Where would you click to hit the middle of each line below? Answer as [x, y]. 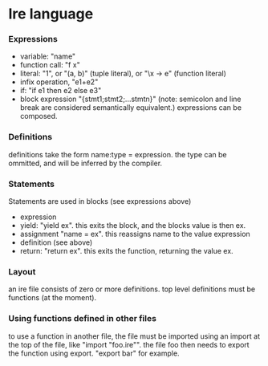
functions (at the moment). [53, 298]
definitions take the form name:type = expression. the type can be [118, 154]
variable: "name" [48, 56]
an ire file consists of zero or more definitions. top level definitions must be [132, 289]
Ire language [51, 14]
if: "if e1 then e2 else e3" [61, 91]
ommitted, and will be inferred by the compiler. [85, 163]
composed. [39, 116]
